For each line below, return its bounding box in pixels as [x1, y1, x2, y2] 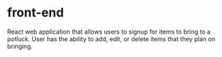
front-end [7, 5, 64, 21]
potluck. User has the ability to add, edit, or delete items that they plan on [7, 34, 216, 43]
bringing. [7, 42, 33, 50]
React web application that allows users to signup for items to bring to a [7, 27, 211, 36]
